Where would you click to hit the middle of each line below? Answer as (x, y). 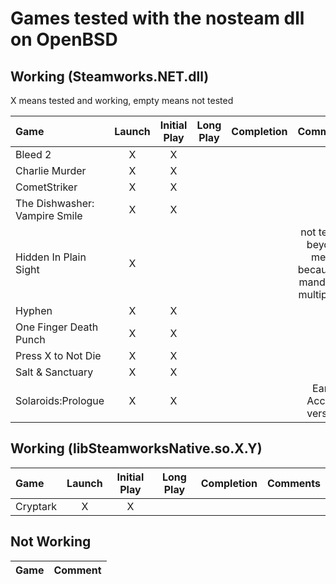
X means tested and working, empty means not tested (122, 100)
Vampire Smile (49, 215)
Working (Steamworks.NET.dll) (110, 76)
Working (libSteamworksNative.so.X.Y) (136, 448)
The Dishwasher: (55, 203)
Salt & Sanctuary (54, 372)
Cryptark (36, 506)
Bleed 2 (33, 154)
